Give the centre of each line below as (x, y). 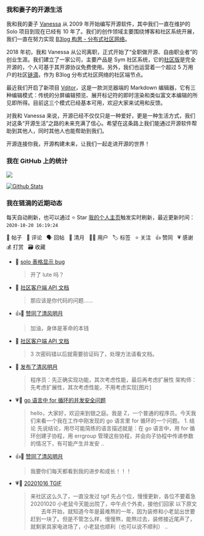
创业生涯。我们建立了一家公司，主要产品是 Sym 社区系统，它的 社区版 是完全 (101, 59)
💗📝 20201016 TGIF (38, 483)
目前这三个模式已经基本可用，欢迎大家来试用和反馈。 (99, 103)
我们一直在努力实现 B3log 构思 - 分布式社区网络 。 (68, 39)
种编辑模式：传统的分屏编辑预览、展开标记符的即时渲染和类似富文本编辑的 (99, 95)
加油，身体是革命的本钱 (59, 328)
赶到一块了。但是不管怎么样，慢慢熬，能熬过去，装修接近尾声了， (113, 519)
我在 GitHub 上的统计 (37, 161)
